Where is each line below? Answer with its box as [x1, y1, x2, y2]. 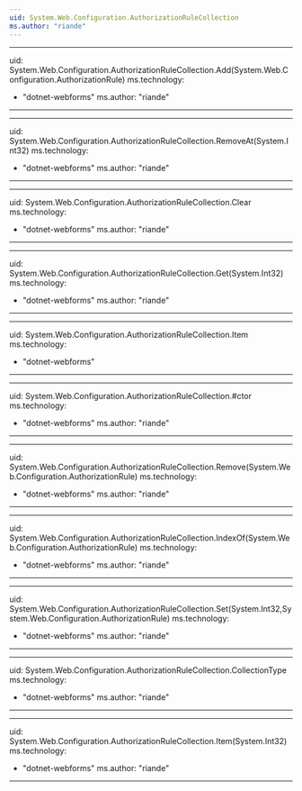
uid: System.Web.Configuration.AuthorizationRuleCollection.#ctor [9, 390, 252, 401]
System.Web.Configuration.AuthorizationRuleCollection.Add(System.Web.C [9, 64, 289, 75]
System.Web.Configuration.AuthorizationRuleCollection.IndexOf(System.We [9, 532, 290, 543]
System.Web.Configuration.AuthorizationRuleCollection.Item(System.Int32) [9, 735, 288, 746]
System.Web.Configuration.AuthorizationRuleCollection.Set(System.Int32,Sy [9, 603, 292, 614]
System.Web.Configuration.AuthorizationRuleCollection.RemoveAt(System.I [9, 135, 289, 146]
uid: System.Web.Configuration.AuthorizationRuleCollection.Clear [9, 196, 252, 207]
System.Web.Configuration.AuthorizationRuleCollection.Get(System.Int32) [9, 268, 284, 278]
